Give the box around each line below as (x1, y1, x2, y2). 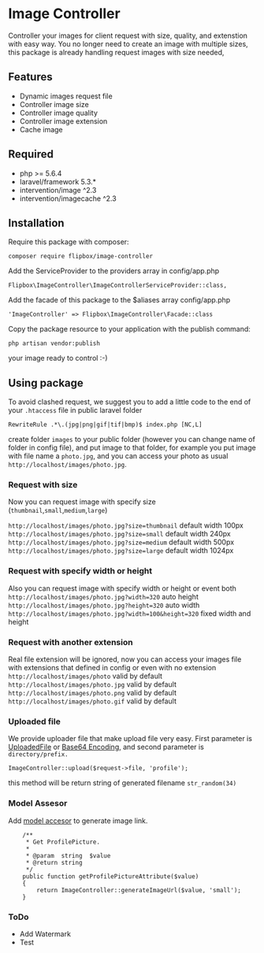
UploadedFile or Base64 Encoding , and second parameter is (8, 742, 205, 752)
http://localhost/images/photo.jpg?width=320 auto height (8, 591, 199, 601)
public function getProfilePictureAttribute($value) (22, 872, 199, 881)
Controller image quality (19, 108, 99, 117)
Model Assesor (8, 798, 68, 809)
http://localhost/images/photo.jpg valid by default (8, 680, 177, 689)
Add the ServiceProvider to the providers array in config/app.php (8, 266, 220, 276)
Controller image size (19, 99, 89, 109)
